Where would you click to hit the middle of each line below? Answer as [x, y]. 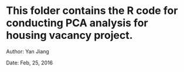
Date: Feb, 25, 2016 [30, 63]
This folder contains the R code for [92, 11]
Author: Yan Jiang [28, 51]
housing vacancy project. [69, 35]
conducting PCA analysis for [77, 23]
